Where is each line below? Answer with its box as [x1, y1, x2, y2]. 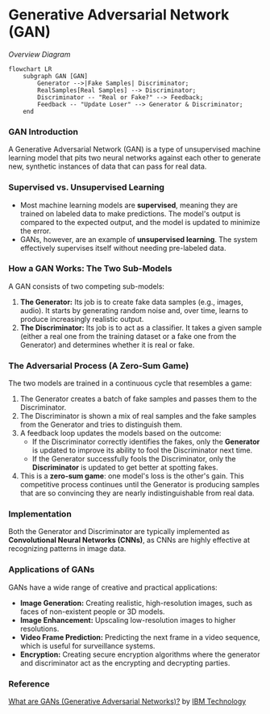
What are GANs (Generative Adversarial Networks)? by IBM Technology [8, 696, 247, 707]
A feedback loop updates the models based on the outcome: [19, 428, 222, 438]
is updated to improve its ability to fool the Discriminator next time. [31, 445, 253, 455]
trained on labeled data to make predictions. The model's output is [19, 208, 241, 219]
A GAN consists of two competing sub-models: [8, 281, 165, 291]
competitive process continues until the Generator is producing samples [19, 480, 260, 490]
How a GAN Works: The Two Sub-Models [8, 263, 172, 274]
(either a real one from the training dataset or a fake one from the [19, 331, 237, 340]
